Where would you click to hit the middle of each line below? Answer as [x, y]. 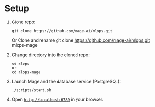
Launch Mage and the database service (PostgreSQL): [66, 81]
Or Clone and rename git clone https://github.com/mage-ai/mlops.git [81, 40]
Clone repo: [23, 22]
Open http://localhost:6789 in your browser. [57, 99]
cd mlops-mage [26, 72]
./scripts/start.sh [31, 90]
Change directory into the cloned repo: [50, 55]
